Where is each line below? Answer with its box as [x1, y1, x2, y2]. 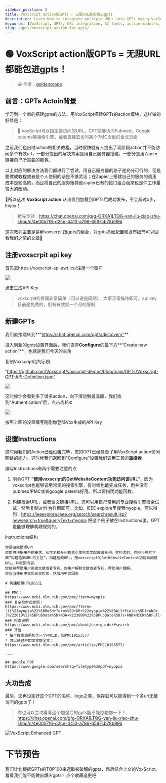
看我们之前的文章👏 [5, 235, 43, 241]
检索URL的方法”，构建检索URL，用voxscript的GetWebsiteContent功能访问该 [18, 556, 158, 561]
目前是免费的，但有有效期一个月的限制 [17, 301, 95, 307]
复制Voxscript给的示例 [5, 358, 51, 364]
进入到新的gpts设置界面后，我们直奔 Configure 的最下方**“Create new [5, 342, 147, 348]
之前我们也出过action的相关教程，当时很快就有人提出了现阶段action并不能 [5, 144, 156, 150]
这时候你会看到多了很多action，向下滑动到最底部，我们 [5, 393, 118, 399]
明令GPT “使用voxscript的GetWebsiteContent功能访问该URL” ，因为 [12, 476, 153, 482]
